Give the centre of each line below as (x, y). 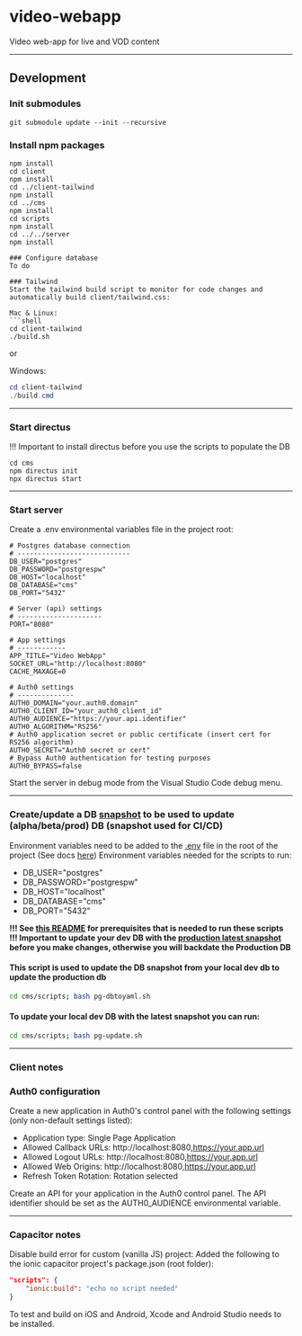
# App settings (38, 640)
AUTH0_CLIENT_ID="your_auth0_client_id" (86, 711)
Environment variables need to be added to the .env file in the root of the (144, 845)
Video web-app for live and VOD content (84, 41)
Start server (36, 510)
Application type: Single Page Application (99, 1137)
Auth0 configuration (55, 1091)
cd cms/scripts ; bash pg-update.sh (76, 1036)
